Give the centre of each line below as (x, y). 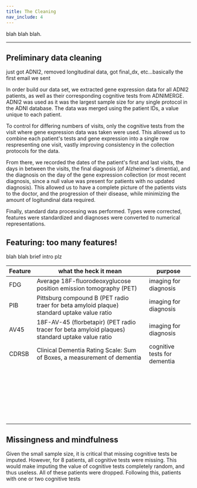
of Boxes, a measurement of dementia (89, 358)
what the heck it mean (90, 271)
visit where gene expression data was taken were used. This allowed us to (96, 132)
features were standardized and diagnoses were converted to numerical (93, 218)
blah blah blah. (24, 34)
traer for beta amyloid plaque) (78, 306)
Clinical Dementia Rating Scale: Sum (86, 350)
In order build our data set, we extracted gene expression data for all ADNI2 (97, 89)
